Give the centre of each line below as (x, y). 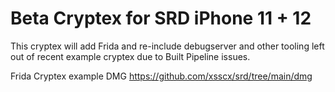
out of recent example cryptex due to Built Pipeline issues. (130, 56)
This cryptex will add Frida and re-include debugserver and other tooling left (167, 46)
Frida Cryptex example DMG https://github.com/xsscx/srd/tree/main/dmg (161, 76)
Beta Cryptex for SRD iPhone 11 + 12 (161, 18)
